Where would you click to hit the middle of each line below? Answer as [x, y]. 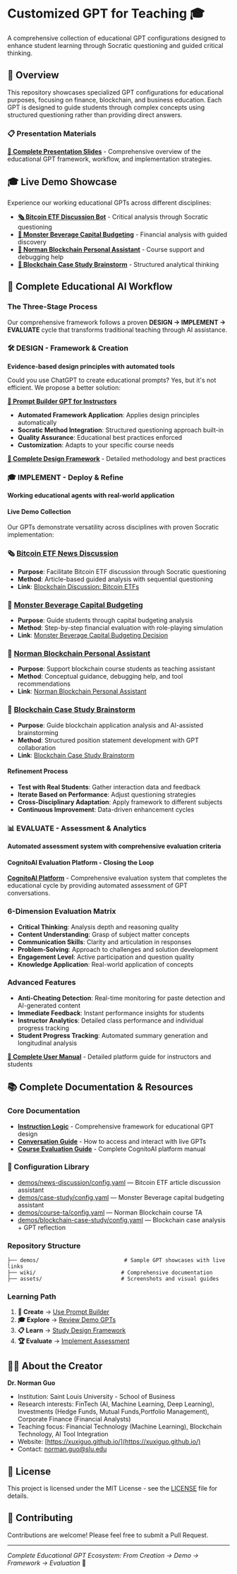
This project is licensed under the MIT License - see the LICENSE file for [112, 1489]
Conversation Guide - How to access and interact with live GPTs [112, 1141]
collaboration [37, 747]
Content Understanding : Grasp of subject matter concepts [103, 934]
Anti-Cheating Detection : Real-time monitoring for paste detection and [121, 998]
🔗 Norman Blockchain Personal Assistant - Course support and [111, 249]
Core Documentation [44, 1111]
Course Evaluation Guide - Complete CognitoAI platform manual [111, 1149]
